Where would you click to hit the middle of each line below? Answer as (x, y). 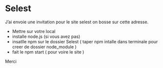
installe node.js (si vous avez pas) (46, 36)
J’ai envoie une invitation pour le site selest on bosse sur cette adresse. (77, 22)
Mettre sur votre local (34, 31)
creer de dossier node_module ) (44, 47)
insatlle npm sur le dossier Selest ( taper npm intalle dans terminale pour (85, 41)
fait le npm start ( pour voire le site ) (48, 52)
